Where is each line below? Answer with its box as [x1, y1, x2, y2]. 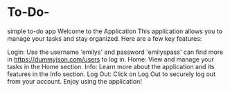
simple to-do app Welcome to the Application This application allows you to [7, 27, 223, 35]
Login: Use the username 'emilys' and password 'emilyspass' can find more [7, 48, 224, 56]
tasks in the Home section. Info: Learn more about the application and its [7, 62, 215, 71]
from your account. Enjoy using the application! [7, 77, 142, 85]
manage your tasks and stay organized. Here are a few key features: [7, 34, 202, 42]
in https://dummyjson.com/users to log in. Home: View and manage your [7, 55, 215, 63]
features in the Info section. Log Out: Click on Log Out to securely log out [7, 70, 216, 78]
